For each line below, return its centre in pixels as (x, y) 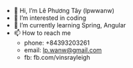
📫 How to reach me (42, 33)
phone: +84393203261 (57, 43)
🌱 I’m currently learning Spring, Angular (70, 25)
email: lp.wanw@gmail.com (63, 50)
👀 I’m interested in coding (50, 18)
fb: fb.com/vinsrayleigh (57, 57)
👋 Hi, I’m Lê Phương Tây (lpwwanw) (64, 11)
